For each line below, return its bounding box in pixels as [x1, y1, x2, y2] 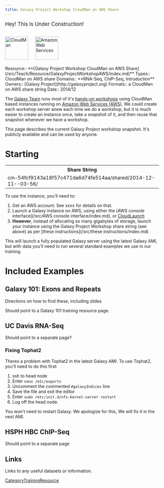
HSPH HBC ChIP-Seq [5, 428, 70, 437]
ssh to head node [12, 373, 47, 379]
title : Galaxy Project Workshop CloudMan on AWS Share [5, 7, 119, 12]
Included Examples [5, 265, 84, 277]
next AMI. [5, 413, 24, 419]
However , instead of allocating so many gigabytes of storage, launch [12, 218, 151, 224]
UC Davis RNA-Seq [5, 322, 64, 330]
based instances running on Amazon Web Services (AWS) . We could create [5, 101, 157, 107]
